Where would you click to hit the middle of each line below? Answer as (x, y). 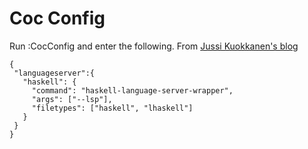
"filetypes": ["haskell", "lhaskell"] (112, 108)
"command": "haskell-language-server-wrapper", (132, 90)
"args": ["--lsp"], (72, 99)
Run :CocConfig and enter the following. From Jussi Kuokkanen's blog (154, 46)
